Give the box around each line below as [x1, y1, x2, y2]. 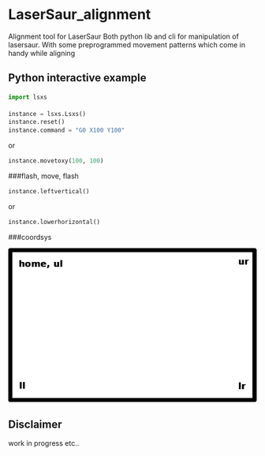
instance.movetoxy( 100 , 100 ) [8, 157, 104, 165]
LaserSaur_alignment [8, 6, 151, 24]
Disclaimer [8, 417, 62, 431]
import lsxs [8, 93, 47, 101]
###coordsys [8, 232, 52, 241]
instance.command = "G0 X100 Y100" [8, 126, 125, 135]
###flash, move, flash [8, 171, 79, 181]
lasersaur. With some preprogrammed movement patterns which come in [8, 39, 246, 49]
